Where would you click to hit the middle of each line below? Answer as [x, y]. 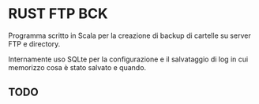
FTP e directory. [34, 43]
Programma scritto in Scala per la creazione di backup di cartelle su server [129, 35]
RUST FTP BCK [58, 14]
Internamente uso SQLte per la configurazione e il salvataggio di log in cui [128, 59]
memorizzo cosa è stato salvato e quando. [77, 67]
